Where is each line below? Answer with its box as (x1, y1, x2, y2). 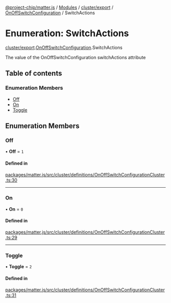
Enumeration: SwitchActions (5, 28, 129, 39)
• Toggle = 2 (5, 264, 32, 270)
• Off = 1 (5, 148, 24, 155)
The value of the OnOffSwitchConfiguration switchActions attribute (5, 54, 146, 60)
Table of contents (5, 69, 62, 78)
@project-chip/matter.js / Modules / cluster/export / (5, 5, 113, 10)
